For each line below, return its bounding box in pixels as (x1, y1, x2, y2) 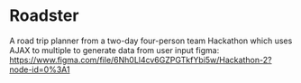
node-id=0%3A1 (9, 64, 70, 75)
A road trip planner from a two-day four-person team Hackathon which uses (9, 35, 293, 46)
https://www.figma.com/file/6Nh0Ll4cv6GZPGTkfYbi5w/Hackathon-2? (9, 54, 272, 65)
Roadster (9, 5, 79, 26)
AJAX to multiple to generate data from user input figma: (9, 44, 220, 55)
